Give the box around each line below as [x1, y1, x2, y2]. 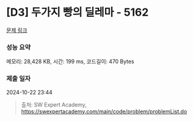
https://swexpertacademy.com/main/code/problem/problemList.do [21, 108, 188, 115]
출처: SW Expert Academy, [21, 101, 87, 108]
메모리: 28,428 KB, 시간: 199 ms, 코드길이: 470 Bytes [6, 58, 134, 65]
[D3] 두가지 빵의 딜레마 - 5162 [6, 5, 149, 19]
